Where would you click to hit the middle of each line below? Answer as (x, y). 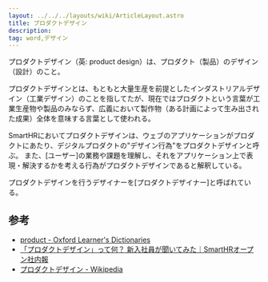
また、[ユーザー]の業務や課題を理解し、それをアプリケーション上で (135, 156)
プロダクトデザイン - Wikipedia (71, 269)
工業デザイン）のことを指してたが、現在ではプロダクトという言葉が (141, 99)
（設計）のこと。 (36, 72)
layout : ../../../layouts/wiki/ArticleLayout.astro (96, 16)
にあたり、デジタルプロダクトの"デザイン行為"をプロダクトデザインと (138, 145)
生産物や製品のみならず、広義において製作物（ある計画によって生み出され (137, 109)
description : (30, 30)
